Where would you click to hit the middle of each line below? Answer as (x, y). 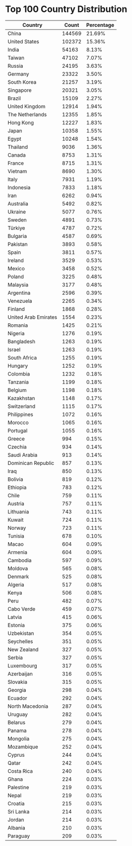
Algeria (16, 585)
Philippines (20, 414)
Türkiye (16, 228)
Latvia (15, 617)
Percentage (100, 25)
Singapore (20, 90)
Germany (18, 74)
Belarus (17, 722)
